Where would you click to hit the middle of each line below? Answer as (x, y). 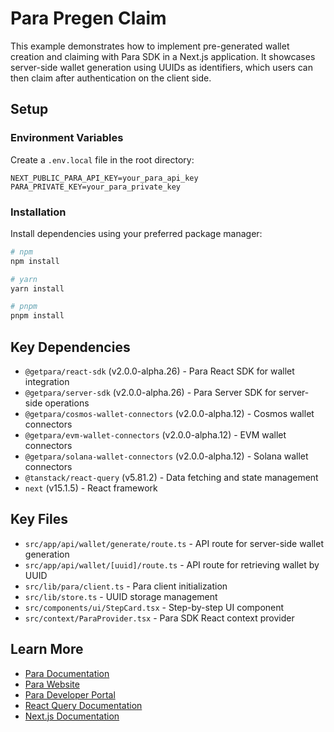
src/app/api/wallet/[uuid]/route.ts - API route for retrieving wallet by (172, 564)
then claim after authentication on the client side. (111, 78)
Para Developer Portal (70, 694)
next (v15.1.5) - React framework (91, 488)
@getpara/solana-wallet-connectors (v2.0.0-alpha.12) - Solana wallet (166, 456)
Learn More (47, 649)
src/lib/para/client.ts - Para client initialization (126, 586)
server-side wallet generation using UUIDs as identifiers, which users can (161, 67)
